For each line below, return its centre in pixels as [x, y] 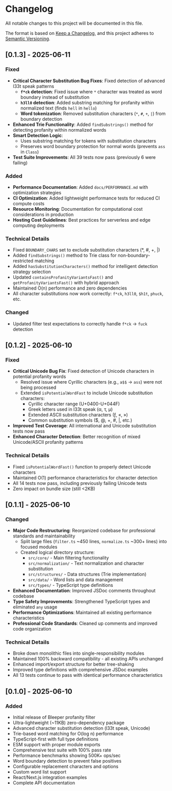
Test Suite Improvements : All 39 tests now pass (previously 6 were [84, 157]
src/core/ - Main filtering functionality [69, 558]
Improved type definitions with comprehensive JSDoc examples [80, 670]
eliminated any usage [35, 607]
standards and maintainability [44, 536]
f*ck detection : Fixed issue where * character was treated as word [91, 92]
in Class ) [30, 152]
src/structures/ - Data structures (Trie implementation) [87, 574]
